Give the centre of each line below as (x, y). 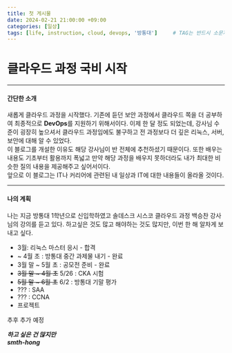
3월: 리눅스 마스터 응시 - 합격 (56, 247)
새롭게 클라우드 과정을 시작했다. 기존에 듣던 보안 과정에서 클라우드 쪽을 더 (106, 115)
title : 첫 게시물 (29, 13)
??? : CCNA (33, 296)
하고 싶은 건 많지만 (32, 334)
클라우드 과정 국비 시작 (67, 69)
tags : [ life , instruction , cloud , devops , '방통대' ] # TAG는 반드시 (109, 33)
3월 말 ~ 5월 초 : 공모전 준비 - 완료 (64, 264)
